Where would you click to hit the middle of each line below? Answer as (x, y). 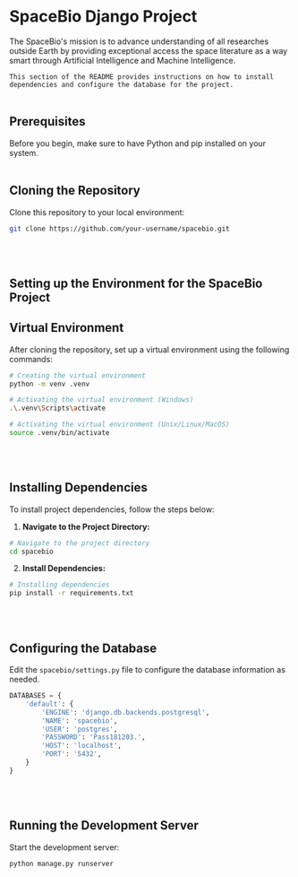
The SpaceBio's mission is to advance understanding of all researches (139, 41)
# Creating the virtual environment (77, 375)
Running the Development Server (104, 825)
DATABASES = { (36, 696)
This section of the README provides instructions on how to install (142, 77)
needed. (25, 680)
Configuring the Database (83, 648)
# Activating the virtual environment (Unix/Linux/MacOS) (119, 425)
